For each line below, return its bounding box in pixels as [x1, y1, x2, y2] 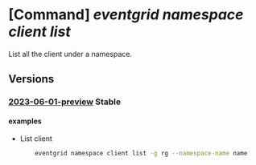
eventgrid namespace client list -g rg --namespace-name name [35, 150, 248, 158]
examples [8, 116, 42, 126]
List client [19, 134, 52, 143]
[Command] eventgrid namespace [8, 6, 244, 24]
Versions [8, 72, 55, 86]
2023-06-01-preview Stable [8, 96, 122, 107]
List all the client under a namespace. [8, 49, 133, 58]
